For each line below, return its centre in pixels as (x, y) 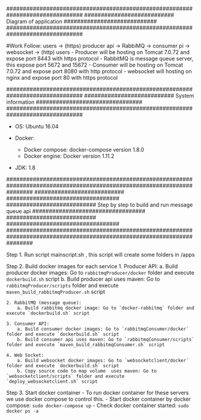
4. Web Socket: (25, 355)
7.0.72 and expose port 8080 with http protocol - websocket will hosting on (99, 71)
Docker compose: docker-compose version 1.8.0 (84, 150)
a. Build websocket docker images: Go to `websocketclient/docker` (103, 361)
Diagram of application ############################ (82, 21)
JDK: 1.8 (25, 168)
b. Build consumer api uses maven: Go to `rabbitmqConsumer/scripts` (106, 340)
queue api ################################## (76, 211)
